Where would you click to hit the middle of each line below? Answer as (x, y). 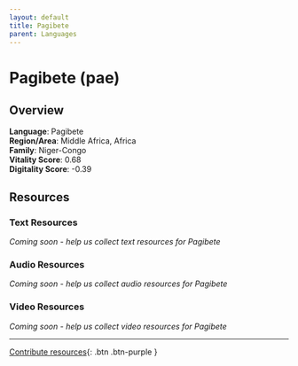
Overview (37, 110)
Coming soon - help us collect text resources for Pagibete (115, 242)
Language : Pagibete (47, 132)
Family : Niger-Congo (48, 151)
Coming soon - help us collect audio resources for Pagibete (118, 284)
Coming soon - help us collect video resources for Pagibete (118, 326)
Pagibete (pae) (65, 78)
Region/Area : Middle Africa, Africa (73, 141)
